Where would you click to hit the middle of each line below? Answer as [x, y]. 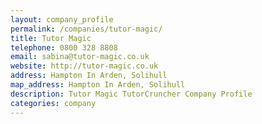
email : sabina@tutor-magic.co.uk [80, 57]
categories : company [53, 103]
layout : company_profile [62, 19]
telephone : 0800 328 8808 [64, 47]
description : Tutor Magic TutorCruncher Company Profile [131, 94]
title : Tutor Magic [51, 38]
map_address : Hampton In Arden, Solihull [98, 85]
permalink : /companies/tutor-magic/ [86, 29]
